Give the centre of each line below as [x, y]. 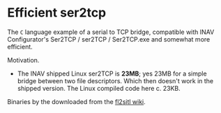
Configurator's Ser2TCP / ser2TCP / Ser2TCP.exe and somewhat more [109, 39]
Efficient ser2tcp [57, 13]
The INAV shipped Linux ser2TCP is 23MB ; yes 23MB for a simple [112, 73]
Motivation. [23, 60]
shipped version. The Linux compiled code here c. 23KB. [99, 88]
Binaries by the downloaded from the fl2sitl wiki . [77, 101]
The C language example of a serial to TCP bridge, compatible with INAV [111, 32]
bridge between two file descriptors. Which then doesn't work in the [115, 80]
